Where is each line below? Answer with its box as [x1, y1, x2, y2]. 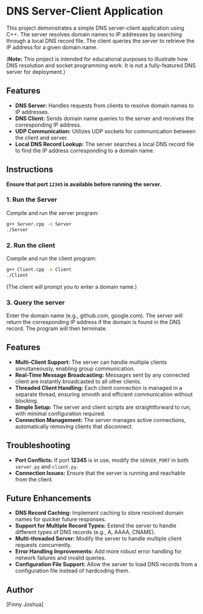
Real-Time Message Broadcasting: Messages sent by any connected [15, 371, 190, 378]
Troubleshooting [6, 440, 71, 451]
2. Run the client [6, 241, 56, 249]
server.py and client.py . [15, 463, 79, 470]
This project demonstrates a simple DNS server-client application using [6, 24, 185, 31]
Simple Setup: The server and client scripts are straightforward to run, [15, 403, 191, 411]
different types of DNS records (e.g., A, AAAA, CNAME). [15, 529, 156, 536]
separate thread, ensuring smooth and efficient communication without [15, 391, 193, 398]
